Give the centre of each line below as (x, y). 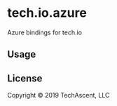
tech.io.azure (47, 13)
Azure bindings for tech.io (45, 32)
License (25, 78)
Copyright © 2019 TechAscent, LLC (58, 95)
